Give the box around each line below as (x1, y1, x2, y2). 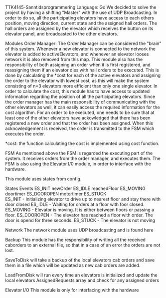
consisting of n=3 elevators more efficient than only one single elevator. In (5, 83, 158, 89)
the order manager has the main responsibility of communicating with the (5, 99, 156, 104)
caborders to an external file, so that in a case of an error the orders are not (5, 242, 161, 248)
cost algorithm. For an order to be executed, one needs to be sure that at (5, 109, 155, 115)
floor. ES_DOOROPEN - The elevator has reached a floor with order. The (5, 212, 153, 218)
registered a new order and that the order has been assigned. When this (5, 120, 154, 126)
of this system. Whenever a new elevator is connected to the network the (5, 46, 156, 51)
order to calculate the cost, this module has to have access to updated (5, 88, 150, 94)
